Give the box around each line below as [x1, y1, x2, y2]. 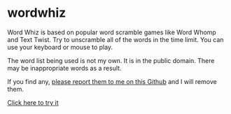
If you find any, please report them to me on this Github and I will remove [7, 77, 217, 85]
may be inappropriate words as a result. [7, 64, 122, 72]
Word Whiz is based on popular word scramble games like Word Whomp [7, 28, 217, 36]
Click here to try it [7, 98, 59, 106]
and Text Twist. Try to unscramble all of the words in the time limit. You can [7, 35, 224, 43]
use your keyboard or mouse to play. [7, 43, 113, 51]
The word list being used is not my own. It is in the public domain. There [7, 56, 215, 64]
